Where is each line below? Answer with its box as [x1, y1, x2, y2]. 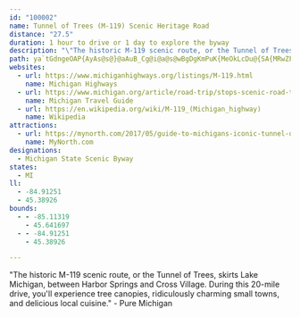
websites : [9, 63, 46, 72]
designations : [9, 146, 62, 154]
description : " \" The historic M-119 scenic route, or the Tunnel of [9, 46, 270, 55]
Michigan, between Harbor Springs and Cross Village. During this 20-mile [9, 279, 280, 290]
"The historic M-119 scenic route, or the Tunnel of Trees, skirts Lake [9, 270, 259, 280]
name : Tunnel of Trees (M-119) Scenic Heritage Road [9, 21, 210, 30]
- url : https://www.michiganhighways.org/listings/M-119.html [17, 71, 254, 80]
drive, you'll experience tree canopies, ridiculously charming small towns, [9, 288, 279, 299]
